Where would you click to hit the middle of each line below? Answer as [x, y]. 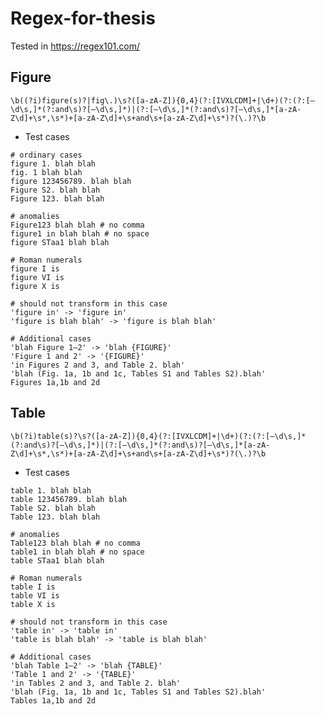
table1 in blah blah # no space [77, 552]
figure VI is [37, 277]
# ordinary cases [46, 155]
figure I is [35, 268]
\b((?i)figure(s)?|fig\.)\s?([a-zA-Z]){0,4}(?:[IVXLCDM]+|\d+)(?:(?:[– [162, 100]
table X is [33, 604]
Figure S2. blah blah [55, 190]
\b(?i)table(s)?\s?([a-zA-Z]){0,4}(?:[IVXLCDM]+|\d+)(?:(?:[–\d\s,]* [158, 436]
